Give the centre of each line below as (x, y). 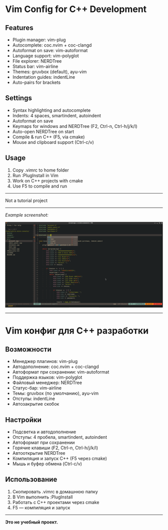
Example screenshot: (27, 215)
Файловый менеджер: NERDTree (47, 383)
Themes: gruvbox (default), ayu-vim (49, 72)
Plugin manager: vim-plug (39, 40)
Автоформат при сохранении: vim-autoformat (61, 372)
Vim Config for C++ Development (76, 9)
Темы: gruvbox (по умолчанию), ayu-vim (55, 393)
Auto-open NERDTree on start (43, 131)
